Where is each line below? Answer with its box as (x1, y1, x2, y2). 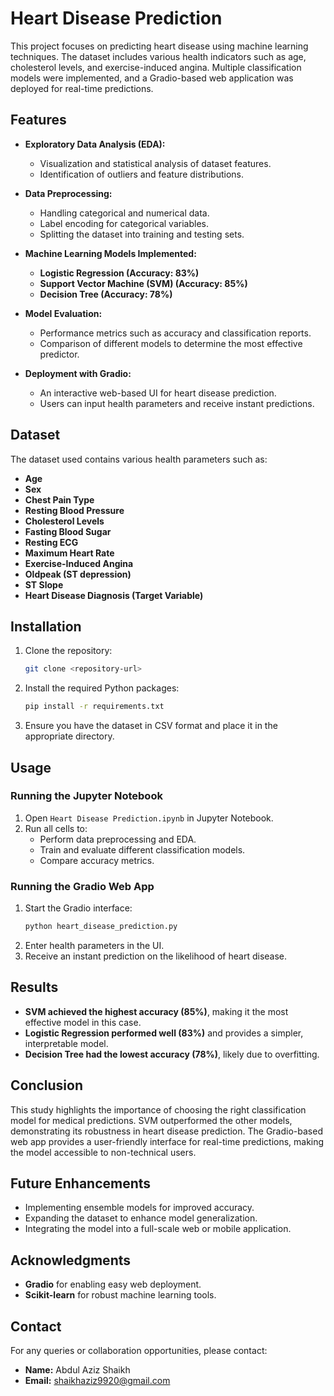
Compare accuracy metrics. (39, 854, 155, 866)
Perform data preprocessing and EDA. (39, 833, 197, 845)
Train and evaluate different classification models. (39, 843, 246, 856)
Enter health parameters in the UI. (24, 939, 165, 951)
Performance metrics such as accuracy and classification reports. (39, 327, 312, 339)
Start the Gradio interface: (24, 902, 133, 914)
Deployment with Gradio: (24, 367, 132, 379)
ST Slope (24, 578, 64, 591)
